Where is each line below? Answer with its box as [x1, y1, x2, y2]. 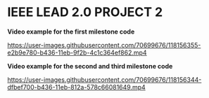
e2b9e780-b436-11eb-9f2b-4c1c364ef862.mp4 [7, 48, 147, 57]
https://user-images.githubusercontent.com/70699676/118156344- [7, 75, 202, 84]
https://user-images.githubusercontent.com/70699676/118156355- [7, 41, 201, 49]
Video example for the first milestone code [7, 27, 135, 36]
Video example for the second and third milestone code [7, 62, 173, 70]
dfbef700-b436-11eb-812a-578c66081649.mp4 [7, 83, 146, 91]
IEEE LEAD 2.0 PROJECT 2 [7, 4, 163, 20]
